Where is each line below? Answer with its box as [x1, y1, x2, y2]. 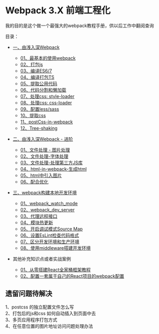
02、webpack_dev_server [20, 207, 75, 213]
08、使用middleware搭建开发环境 [20, 245, 91, 251]
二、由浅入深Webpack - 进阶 [12, 136, 73, 142]
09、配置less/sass [20, 106, 60, 112]
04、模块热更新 [20, 219, 54, 225]
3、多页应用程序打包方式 [5, 317, 58, 323]
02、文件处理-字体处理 [20, 153, 69, 159]
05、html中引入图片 [20, 172, 62, 178]
